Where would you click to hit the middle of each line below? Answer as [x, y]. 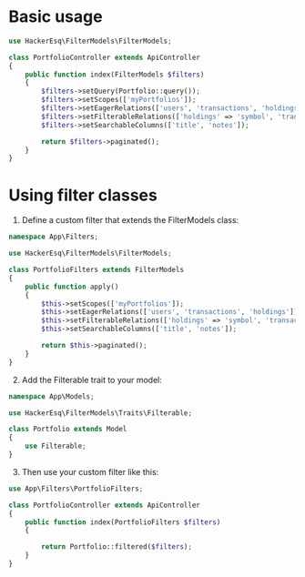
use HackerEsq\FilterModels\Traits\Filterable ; [101, 413]
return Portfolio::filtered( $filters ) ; [117, 547]
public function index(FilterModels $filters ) [115, 75]
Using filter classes [83, 195]
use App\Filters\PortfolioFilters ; [76, 489]
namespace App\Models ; [51, 396]
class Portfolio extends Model [68, 430]
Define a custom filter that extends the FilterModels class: [130, 220]
